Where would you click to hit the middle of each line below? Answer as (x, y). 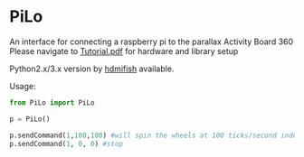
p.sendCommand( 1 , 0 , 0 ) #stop (66, 143)
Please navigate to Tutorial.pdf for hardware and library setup (124, 51)
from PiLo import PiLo (52, 102)
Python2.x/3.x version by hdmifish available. (92, 69)
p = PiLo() (30, 119)
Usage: (23, 86)
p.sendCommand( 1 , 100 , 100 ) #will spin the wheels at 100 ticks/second (143, 135)
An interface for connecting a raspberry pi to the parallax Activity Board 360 (152, 42)
